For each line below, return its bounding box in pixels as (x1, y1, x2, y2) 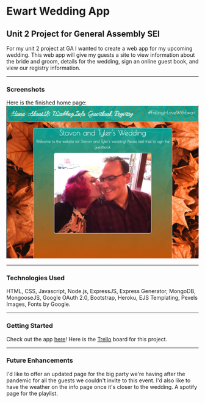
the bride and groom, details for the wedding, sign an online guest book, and (6, 58, 199, 65)
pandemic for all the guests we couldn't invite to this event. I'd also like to (6, 377, 191, 384)
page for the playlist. (6, 390, 58, 397)
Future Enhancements (6, 356, 73, 365)
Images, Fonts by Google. (6, 300, 71, 308)
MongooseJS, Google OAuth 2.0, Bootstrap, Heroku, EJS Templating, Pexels (6, 294, 198, 302)
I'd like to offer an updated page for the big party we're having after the (6, 370, 185, 377)
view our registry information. (6, 64, 81, 71)
